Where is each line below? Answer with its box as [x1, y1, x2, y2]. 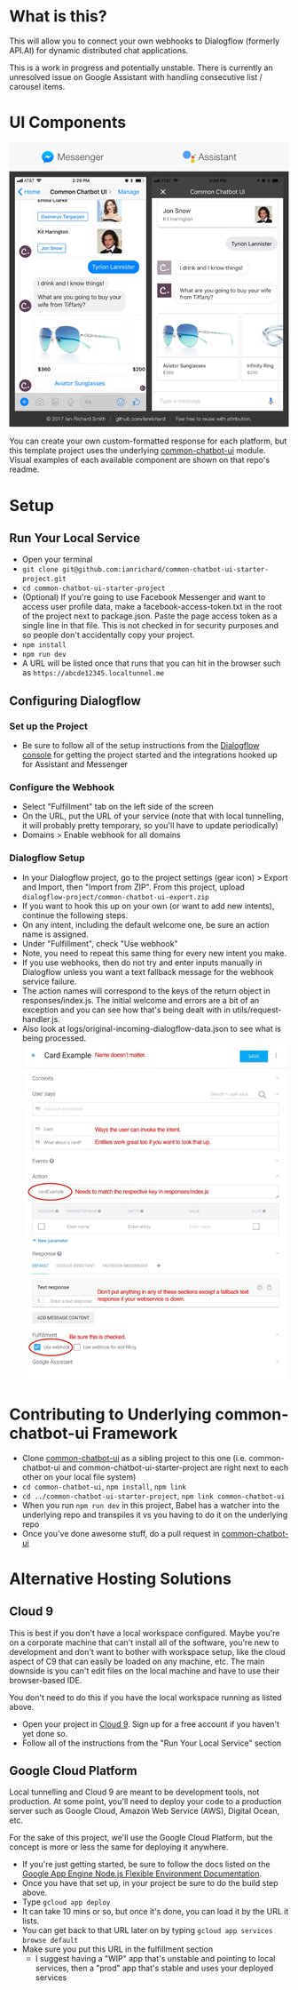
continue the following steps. [21, 909, 129, 921]
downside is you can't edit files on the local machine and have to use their [9, 1665, 280, 1676]
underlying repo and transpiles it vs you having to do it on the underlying [21, 1509, 288, 1520]
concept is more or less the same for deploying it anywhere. [9, 1842, 229, 1852]
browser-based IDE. [9, 1674, 82, 1685]
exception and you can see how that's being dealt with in [21, 1004, 231, 1015]
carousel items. [9, 81, 66, 92]
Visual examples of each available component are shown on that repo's [9, 455, 271, 466]
